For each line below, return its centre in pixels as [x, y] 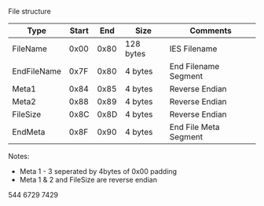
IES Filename [193, 49]
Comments [211, 31]
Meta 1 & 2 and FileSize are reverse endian [88, 180]
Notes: [19, 156]
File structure [29, 11]
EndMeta [29, 132]
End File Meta [194, 127]
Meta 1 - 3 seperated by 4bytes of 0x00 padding [98, 171]
